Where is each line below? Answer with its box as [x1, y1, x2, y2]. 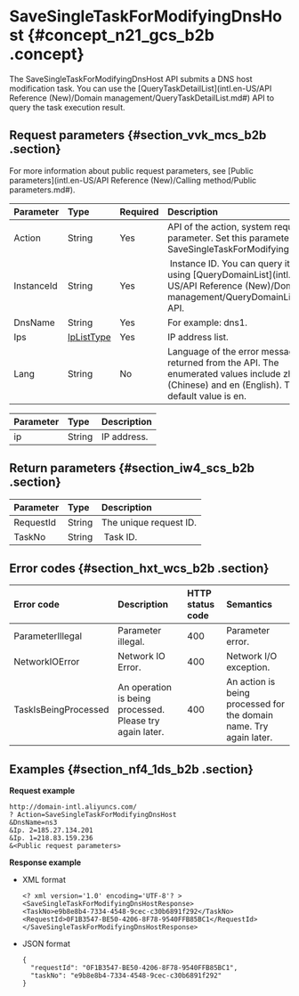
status [186, 599, 215, 611]
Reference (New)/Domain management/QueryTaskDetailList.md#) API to [9, 92, 274, 103]
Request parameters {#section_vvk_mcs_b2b [9, 127, 267, 143]
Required [119, 205, 159, 217]
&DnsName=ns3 [9, 818, 58, 828]
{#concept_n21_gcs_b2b [27, 25, 215, 45]
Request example [9, 786, 76, 796]
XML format [21, 875, 67, 886]
